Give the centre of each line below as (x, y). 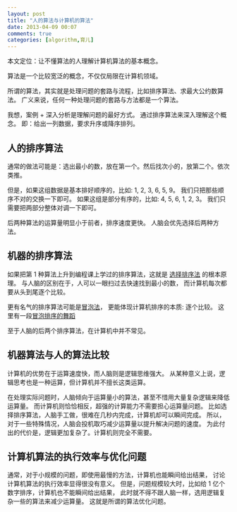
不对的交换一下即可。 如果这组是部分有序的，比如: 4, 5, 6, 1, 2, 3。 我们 (116, 199)
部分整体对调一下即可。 (66, 207)
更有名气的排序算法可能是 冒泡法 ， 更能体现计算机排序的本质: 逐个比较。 (112, 307)
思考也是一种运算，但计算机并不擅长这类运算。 (81, 382)
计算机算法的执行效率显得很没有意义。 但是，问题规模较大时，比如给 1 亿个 (116, 484)
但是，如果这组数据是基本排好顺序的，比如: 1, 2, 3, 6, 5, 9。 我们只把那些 (113, 190)
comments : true (30, 33)
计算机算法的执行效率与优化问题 (77, 457)
